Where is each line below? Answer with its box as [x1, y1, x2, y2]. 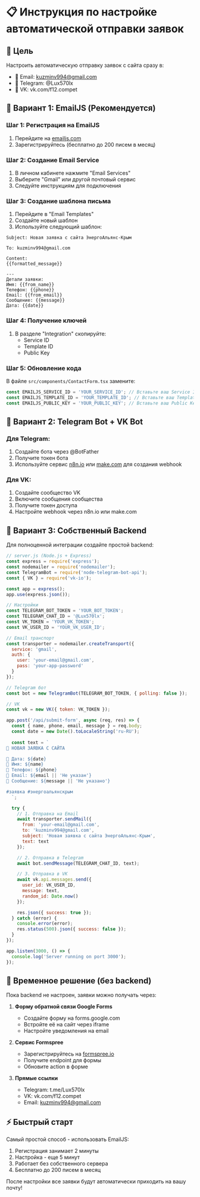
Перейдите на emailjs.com [14, 134, 82, 141]
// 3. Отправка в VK [17, 871, 68, 877]
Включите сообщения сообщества [14, 495, 103, 502]
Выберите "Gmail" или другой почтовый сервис [14, 175, 136, 183]
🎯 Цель [6, 46, 34, 56]
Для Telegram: [6, 434, 51, 443]
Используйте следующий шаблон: [14, 223, 102, 230]
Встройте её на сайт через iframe [23, 1021, 110, 1028]
